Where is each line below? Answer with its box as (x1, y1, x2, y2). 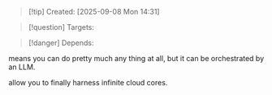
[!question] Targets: (28, 23, 95, 31)
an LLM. (8, 62, 36, 72)
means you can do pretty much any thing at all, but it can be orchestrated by (8, 54, 265, 63)
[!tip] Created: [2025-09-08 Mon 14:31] (28, 7, 160, 16)
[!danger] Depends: (28, 38, 94, 47)
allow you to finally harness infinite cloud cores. (8, 78, 168, 87)
